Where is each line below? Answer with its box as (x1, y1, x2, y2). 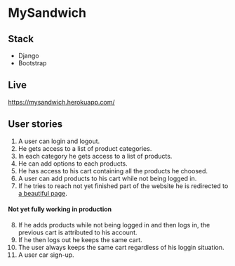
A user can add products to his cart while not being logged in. (18, 174, 197, 182)
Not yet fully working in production (8, 205, 112, 213)
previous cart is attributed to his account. (18, 228, 137, 237)
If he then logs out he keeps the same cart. (18, 235, 142, 244)
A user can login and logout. (18, 137, 100, 145)
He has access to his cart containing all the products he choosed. (18, 166, 208, 175)
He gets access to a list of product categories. (18, 144, 152, 152)
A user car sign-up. (18, 251, 74, 259)
